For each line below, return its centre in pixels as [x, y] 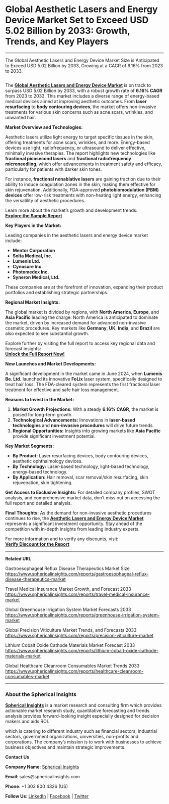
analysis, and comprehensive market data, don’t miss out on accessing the [82, 498]
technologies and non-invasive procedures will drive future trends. [83, 425]
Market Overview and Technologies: [44, 127]
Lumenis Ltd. [26, 261]
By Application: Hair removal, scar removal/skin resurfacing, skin [80, 477]
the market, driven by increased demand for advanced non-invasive [76, 322]
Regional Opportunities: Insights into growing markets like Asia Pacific [87, 431]
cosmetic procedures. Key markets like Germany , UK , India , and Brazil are [82, 328]
